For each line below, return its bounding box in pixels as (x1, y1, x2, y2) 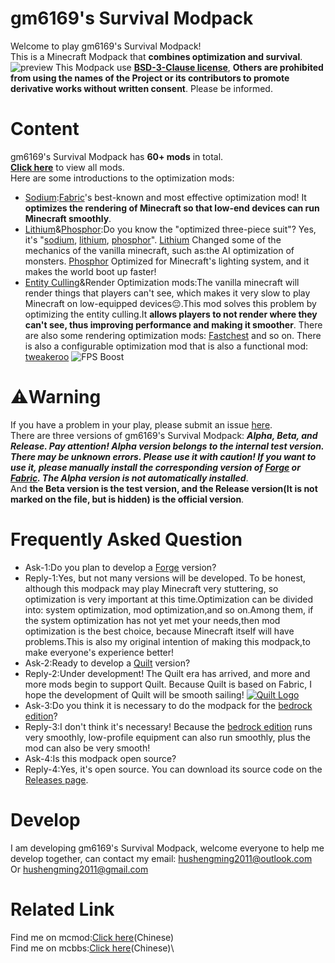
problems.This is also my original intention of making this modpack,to (24, 635, 311, 647)
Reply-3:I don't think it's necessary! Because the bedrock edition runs (24, 720, 313, 732)
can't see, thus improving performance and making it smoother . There (24, 318, 323, 331)
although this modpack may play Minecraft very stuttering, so (24, 582, 279, 594)
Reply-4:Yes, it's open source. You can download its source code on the (24, 763, 323, 775)
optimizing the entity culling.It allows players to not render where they (24, 308, 318, 320)
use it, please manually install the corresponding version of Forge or (10, 461, 301, 473)
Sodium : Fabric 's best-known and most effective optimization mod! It (24, 191, 307, 203)
